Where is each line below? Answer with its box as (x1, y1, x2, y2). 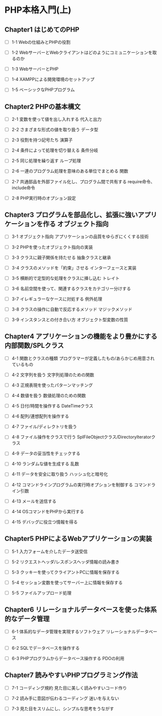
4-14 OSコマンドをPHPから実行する (11, 508, 84, 514)
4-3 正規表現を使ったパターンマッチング (11, 382, 93, 388)
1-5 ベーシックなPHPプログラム (11, 87, 75, 93)
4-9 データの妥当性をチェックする (11, 450, 81, 456)
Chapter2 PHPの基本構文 (4, 102, 81, 111)
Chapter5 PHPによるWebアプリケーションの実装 (4, 535, 152, 543)
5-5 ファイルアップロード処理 (11, 590, 72, 596)
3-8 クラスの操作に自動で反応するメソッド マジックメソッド (11, 306, 133, 312)
